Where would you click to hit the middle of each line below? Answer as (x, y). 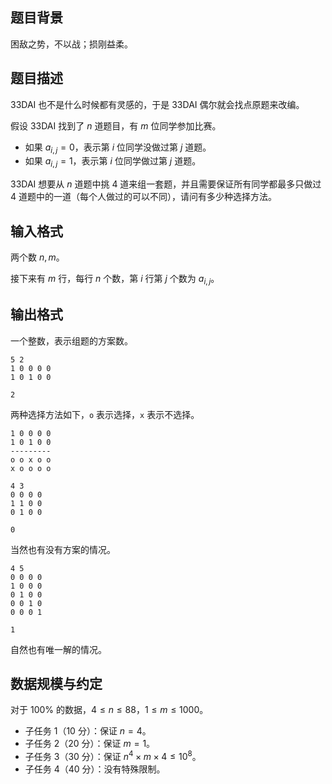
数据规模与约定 (56, 684)
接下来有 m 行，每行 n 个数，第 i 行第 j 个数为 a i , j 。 (115, 280)
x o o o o (31, 468)
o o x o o (31, 459)
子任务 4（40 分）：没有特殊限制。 (95, 769)
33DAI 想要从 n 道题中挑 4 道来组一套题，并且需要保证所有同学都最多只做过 (166, 184)
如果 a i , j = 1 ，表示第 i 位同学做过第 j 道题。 (113, 162)
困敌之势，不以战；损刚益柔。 (71, 44)
